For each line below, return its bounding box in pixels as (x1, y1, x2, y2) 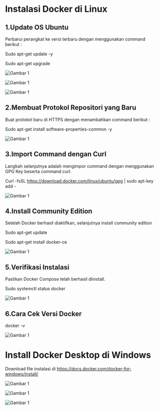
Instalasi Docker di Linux (5, 3, 107, 15)
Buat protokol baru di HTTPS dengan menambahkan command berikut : (5, 116, 150, 122)
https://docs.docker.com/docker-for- (56, 366, 132, 372)
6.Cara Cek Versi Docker (5, 309, 82, 318)
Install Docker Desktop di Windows (5, 349, 151, 361)
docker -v (5, 323, 26, 329)
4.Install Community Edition (5, 207, 93, 216)
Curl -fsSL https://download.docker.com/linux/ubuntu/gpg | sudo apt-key (5, 178, 154, 184)
